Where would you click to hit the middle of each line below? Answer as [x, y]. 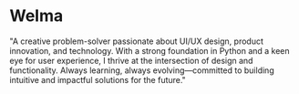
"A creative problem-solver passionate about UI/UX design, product [137, 41]
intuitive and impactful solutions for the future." [98, 79]
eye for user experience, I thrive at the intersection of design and [131, 60]
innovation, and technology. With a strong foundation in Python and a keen [149, 50]
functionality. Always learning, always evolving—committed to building [142, 70]
